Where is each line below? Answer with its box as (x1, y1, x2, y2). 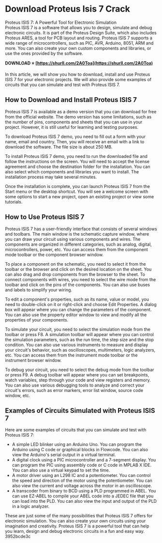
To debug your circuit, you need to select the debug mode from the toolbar (5, 367, 154, 373)
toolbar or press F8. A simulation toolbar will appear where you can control (5, 331, 154, 337)
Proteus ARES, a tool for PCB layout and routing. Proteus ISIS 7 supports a (5, 35, 152, 41)
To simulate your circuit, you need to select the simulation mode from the (5, 326, 151, 332)
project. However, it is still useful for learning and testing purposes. (5, 124, 139, 130)
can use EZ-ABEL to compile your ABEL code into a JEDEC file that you (12, 493, 154, 499)
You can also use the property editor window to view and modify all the (5, 312, 147, 318)
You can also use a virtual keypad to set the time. (12, 467, 110, 473)
